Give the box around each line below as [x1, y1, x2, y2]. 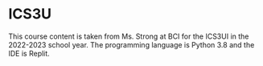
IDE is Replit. [8, 48, 50, 58]
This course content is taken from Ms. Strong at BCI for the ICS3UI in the [8, 31, 249, 41]
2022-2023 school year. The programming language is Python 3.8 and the [8, 39, 255, 49]
